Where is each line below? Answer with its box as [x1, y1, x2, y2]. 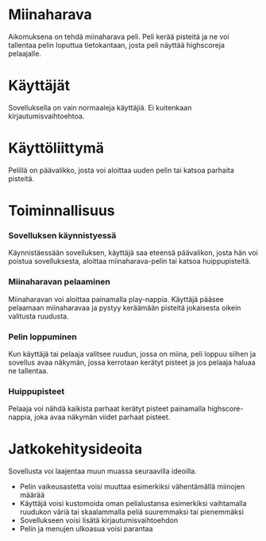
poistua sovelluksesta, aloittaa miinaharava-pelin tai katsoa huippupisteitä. [8, 257, 252, 266]
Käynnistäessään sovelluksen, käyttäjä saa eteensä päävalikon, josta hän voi [8, 248, 258, 257]
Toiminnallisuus [8, 202, 115, 219]
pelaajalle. [8, 48, 42, 58]
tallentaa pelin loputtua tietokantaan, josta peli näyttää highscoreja [8, 40, 225, 49]
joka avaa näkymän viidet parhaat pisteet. [34, 412, 171, 422]
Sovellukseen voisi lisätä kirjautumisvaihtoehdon [19, 516, 179, 525]
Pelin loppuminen [8, 331, 77, 342]
